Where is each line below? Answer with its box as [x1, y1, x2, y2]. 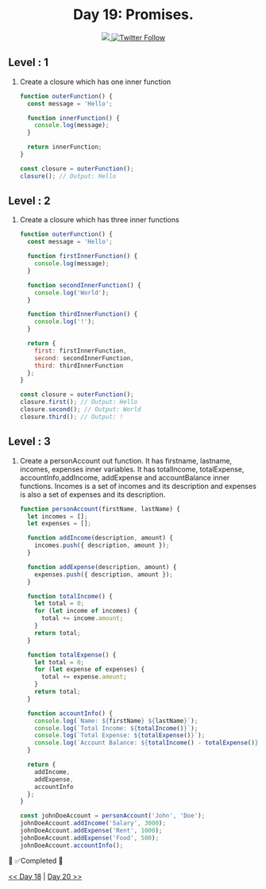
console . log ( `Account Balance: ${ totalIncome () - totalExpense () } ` [34, 739, 262, 747]
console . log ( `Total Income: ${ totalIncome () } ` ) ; [34, 724, 199, 732]
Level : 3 [8, 435, 51, 448]
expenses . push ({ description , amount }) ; [34, 570, 173, 579]
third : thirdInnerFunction [34, 361, 124, 370]
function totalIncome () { [27, 592, 113, 600]
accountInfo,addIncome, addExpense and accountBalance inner [19, 472, 230, 482]
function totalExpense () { [27, 651, 117, 659]
